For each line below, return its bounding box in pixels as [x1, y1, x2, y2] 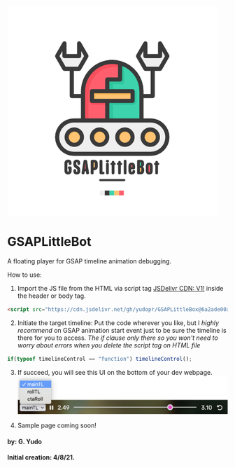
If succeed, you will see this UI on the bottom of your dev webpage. [17, 368, 213, 376]
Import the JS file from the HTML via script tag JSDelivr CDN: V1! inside [17, 284, 224, 292]
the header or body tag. [17, 291, 86, 300]
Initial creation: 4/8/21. [7, 453, 75, 462]
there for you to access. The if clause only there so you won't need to [17, 333, 218, 342]
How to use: [7, 270, 42, 279]
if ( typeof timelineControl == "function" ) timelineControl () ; [7, 355, 192, 362]
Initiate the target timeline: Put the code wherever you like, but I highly [17, 318, 219, 327]
